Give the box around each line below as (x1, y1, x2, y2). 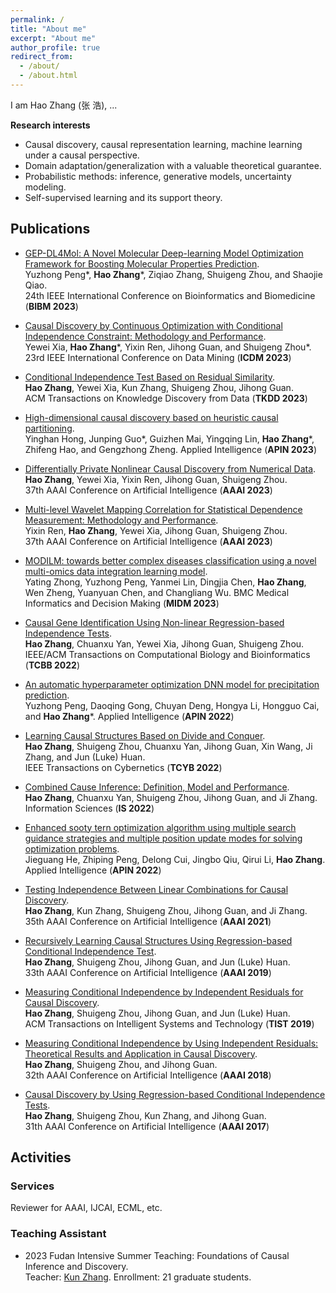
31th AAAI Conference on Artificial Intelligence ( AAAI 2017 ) (24, 1120, 270, 1132)
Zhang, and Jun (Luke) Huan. (24, 751, 146, 763)
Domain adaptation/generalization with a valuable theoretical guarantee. (24, 159, 322, 171)
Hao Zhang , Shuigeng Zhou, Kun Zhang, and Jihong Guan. (24, 1109, 267, 1121)
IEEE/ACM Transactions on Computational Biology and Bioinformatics (24, 648, 311, 660)
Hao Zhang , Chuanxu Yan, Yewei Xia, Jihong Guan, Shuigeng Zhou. (24, 637, 305, 650)
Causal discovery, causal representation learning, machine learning (24, 138, 303, 150)
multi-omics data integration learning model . (24, 565, 208, 577)
